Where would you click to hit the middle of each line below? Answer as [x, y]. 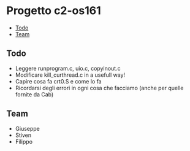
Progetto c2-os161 [54, 11]
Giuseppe [27, 128]
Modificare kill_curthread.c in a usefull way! [70, 75]
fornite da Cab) [34, 94]
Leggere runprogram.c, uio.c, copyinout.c [68, 68]
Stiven [23, 135]
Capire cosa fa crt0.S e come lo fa [59, 81]
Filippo [24, 141]
